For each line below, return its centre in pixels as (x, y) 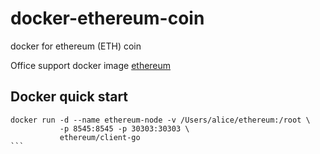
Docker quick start (69, 97)
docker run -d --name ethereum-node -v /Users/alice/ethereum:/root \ (160, 120)
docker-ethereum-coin (107, 18)
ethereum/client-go (100, 137)
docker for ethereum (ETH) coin (76, 46)
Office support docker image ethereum (91, 65)
